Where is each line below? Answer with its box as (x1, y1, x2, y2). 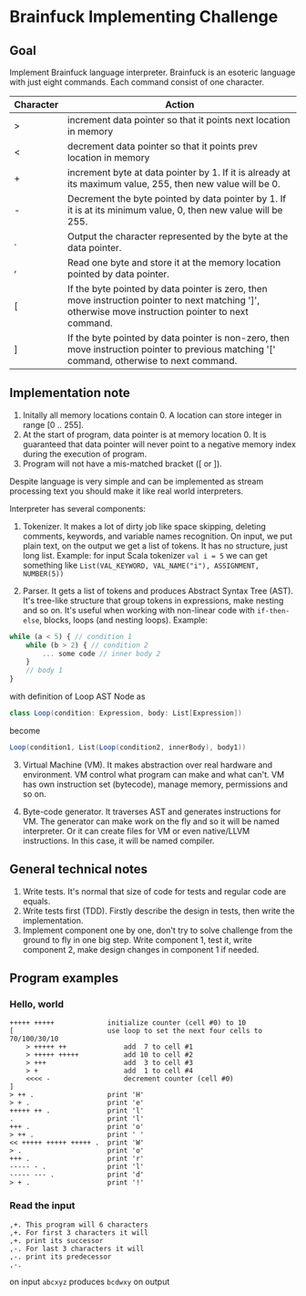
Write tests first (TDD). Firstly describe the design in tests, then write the (22, 905, 295, 916)
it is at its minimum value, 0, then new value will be (66, 204, 283, 216)
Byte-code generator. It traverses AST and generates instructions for (22, 806, 281, 817)
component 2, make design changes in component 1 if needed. (22, 944, 260, 955)
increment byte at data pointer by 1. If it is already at (66, 166, 291, 179)
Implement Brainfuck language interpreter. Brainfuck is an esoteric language (9, 67, 296, 78)
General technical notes (9, 862, 148, 877)
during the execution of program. (22, 448, 148, 459)
